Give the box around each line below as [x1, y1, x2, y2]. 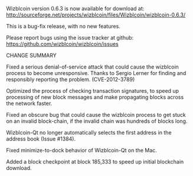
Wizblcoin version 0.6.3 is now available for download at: [6, 5, 145, 12]
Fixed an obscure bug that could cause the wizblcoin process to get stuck [6, 112, 186, 118]
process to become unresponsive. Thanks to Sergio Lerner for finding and [6, 70, 187, 76]
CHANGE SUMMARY [6, 52, 57, 58]
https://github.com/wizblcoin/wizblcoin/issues [6, 41, 119, 47]
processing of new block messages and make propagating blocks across [6, 94, 184, 100]
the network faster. [6, 100, 53, 107]
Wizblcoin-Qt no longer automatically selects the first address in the [6, 129, 172, 136]
